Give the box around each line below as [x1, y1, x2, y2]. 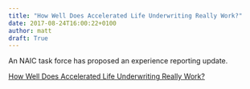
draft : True [8, 34, 48, 42]
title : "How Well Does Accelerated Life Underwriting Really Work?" [8, 11, 243, 20]
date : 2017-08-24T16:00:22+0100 [8, 19, 117, 27]
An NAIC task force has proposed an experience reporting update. [8, 56, 228, 66]
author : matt [8, 26, 52, 34]
